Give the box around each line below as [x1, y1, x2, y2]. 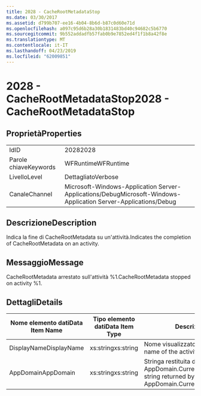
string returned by [144, 373, 195, 381]
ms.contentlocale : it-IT [6, 43, 68, 49]
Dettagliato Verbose [65, 172, 118, 181]
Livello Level [9, 172, 43, 181]
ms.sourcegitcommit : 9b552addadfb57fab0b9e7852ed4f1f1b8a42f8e [6, 31, 167, 37]
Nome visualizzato [144, 340, 196, 349]
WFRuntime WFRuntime [65, 159, 130, 167]
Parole [9, 155, 28, 164]
